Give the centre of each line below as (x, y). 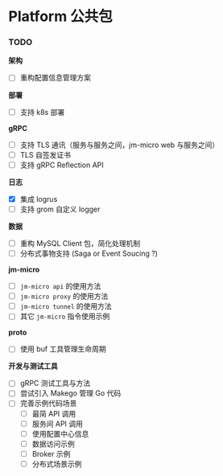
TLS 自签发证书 (45, 154)
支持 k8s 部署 (42, 112)
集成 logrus (39, 199)
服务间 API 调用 (57, 424)
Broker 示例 (51, 453)
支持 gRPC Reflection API (62, 165)
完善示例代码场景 (48, 404)
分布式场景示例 (57, 464)
